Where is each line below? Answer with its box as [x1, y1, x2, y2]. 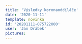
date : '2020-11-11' [5, 12, 47, 17]
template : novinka [5, 17, 44, 22]
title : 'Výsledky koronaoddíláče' [5, 7, 79, 13]
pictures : [5, 31, 26, 36]
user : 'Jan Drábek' [5, 26, 47, 31]
